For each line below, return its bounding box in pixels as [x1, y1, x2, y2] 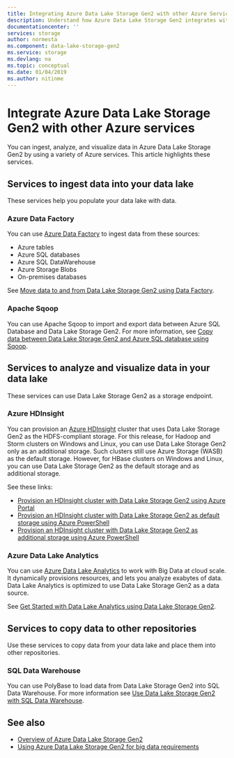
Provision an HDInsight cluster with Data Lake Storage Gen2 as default [17, 510, 220, 520]
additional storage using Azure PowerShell [17, 533, 139, 541]
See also [7, 716, 45, 729]
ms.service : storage [7, 50, 68, 56]
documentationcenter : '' [7, 23, 79, 30]
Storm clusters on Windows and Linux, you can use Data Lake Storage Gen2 [7, 439, 226, 448]
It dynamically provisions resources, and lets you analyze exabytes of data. [7, 574, 223, 582]
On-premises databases [17, 273, 87, 281]
